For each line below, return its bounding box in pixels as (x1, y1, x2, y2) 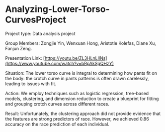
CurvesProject (5, 14, 66, 25)
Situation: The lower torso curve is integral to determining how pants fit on (5, 70, 158, 76)
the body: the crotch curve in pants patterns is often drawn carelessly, (5, 75, 149, 81)
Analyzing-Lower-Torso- (5, 3, 110, 15)
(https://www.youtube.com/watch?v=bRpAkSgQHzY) (5, 60, 114, 66)
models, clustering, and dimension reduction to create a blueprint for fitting (5, 96, 159, 102)
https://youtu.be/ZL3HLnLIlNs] (44, 55, 107, 61)
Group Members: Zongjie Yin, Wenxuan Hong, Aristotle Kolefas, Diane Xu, (5, 40, 157, 46)
